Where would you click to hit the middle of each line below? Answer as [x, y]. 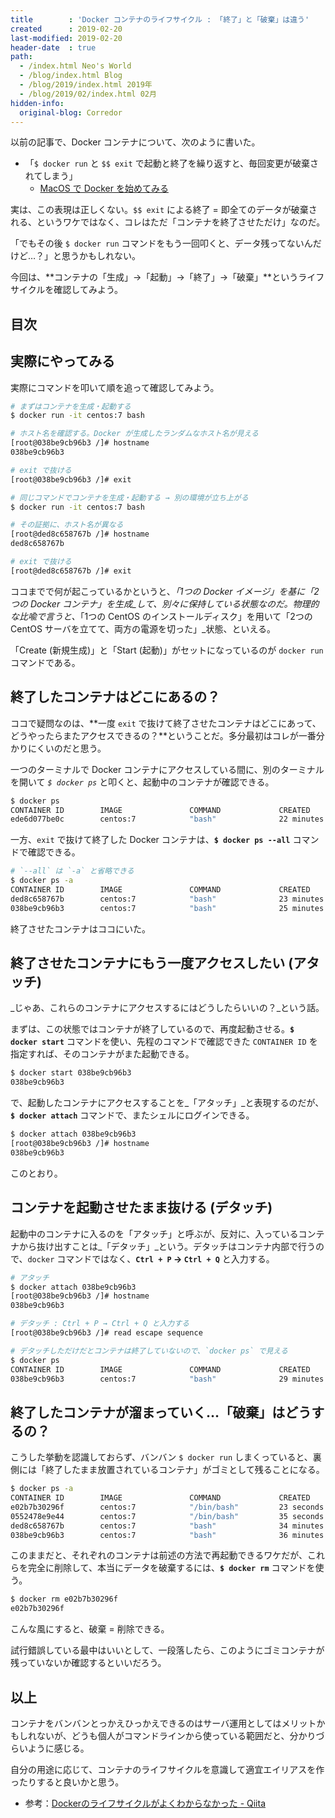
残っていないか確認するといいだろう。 [88, 1663]
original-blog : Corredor [71, 112]
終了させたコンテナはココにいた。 [80, 928]
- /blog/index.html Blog [71, 76]
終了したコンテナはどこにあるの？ [115, 697]
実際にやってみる [62, 361]
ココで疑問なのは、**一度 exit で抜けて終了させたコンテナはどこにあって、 [166, 723]
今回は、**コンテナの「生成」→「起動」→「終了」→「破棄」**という [154, 277]
